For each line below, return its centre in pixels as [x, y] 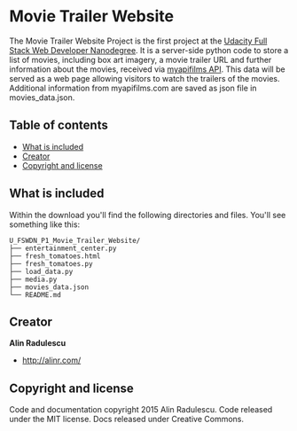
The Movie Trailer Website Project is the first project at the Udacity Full [138, 41]
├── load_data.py [41, 271]
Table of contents [59, 125]
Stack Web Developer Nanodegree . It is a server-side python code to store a [149, 50]
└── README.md [35, 294]
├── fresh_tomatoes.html [55, 256]
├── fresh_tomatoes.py [51, 263]
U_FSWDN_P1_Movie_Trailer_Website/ [75, 240]
